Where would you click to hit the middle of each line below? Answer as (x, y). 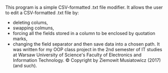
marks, (20, 39)
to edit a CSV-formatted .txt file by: (42, 13)
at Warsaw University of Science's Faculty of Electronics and (77, 55)
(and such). (25, 66)
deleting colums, (30, 23)
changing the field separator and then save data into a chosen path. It (86, 44)
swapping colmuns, (33, 28)
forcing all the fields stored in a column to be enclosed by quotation (84, 33)
